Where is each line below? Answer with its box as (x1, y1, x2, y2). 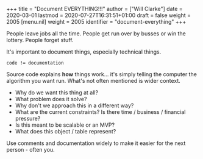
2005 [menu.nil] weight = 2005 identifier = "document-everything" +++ (6, 18, 187, 25)
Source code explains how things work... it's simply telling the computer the (6, 71, 197, 78)
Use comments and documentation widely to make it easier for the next (6, 140, 186, 147)
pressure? (15, 115, 41, 122)
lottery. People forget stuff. (6, 37, 74, 43)
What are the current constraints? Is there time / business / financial (15, 108, 186, 115)
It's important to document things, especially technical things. (6, 48, 162, 55)
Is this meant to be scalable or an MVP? (15, 121, 115, 129)
